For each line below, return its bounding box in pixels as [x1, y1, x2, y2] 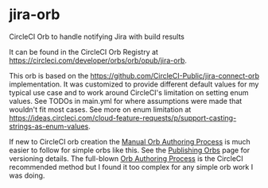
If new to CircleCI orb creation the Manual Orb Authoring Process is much [9, 136, 251, 146]
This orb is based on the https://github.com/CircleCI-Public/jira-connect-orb [9, 71, 260, 80]
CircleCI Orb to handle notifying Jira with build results [9, 32, 185, 41]
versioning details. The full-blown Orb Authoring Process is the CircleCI [9, 153, 243, 163]
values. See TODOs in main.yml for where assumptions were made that [9, 96, 243, 106]
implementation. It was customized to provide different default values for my [9, 79, 259, 89]
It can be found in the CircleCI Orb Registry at [9, 47, 158, 56]
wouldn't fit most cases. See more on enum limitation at [9, 105, 192, 114]
